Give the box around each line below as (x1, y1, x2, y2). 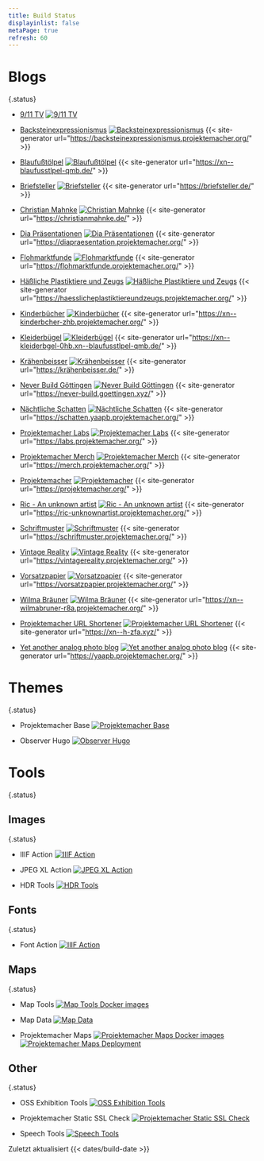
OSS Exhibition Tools (19, 1098, 89, 1108)
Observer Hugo (19, 736, 71, 745)
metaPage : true (8, 26, 59, 34)
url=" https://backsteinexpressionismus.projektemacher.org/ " (54, 134, 252, 143)
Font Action (19, 939, 58, 950)
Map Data (19, 1015, 52, 1024)
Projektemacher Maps (19, 1030, 93, 1039)
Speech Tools (19, 1129, 65, 1139)
